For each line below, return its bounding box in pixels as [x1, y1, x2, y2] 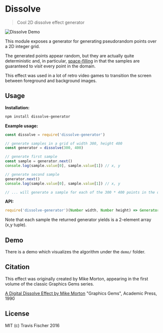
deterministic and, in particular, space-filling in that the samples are [5, 58, 140, 64]
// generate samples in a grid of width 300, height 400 [5, 141, 123, 146]
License [5, 310, 30, 318]
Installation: [5, 104, 30, 110]
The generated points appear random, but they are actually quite [5, 52, 134, 59]
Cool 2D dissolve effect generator [16, 19, 85, 25]
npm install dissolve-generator [5, 114, 70, 119]
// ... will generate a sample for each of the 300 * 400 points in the [5, 190, 155, 195]
